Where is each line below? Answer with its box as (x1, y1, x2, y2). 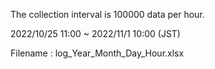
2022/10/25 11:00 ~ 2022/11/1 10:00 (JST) (10, 28, 181, 39)
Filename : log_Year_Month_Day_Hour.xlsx (10, 47, 185, 59)
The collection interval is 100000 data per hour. (10, 9, 205, 20)
